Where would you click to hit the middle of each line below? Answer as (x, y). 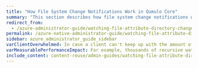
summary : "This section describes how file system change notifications (97, 17)
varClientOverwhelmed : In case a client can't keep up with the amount (96, 45)
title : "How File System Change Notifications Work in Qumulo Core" (92, 12)
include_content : (27, 56)
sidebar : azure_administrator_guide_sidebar (62, 39)
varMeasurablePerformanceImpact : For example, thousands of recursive (95, 50)
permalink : (19, 34)
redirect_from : (25, 22)
